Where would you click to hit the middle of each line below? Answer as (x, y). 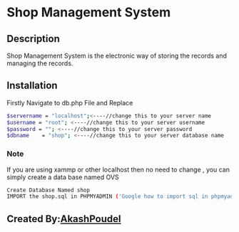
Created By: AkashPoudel (64, 219)
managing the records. (40, 63)
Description (33, 39)
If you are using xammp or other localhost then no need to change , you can (118, 169)
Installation (32, 86)
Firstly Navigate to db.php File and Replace (70, 102)
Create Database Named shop (49, 190)
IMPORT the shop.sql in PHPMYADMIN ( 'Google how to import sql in (107, 196)
